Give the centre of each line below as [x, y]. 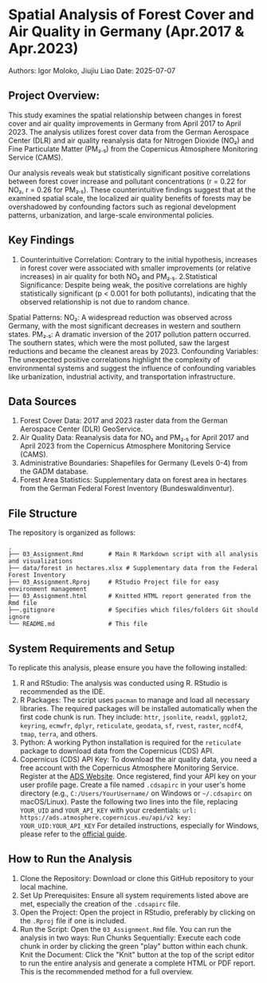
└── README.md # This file [78, 624]
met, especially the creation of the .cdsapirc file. [100, 903]
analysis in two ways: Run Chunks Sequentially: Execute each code [130, 938]
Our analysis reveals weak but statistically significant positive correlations [130, 172]
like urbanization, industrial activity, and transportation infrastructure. [122, 376]
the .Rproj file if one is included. [73, 920]
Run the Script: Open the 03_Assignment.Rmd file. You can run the [126, 929]
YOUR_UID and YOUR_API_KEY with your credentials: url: [108, 810]
